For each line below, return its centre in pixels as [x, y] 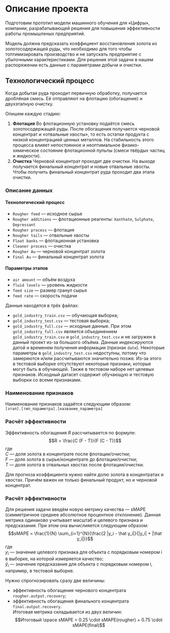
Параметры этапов [27, 268]
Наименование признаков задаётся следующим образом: [68, 404]
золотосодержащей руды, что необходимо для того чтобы [69, 49]
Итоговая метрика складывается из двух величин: [67, 612]
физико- [130, 145]
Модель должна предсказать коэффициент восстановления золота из [81, 43]
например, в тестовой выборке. [40, 571]
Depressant [24, 225]
